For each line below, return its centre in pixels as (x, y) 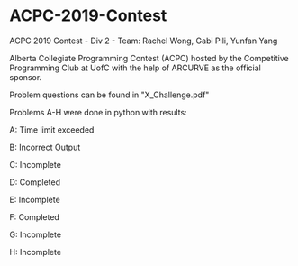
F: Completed (35, 216)
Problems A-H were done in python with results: (98, 112)
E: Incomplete (35, 199)
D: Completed (35, 182)
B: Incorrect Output (45, 147)
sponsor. (26, 77)
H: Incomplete (35, 252)
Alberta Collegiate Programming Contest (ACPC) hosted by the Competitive (149, 58)
